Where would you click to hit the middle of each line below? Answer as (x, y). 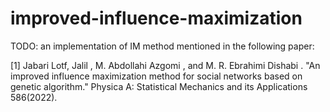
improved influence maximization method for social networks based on (156, 76)
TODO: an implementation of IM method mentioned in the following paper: (162, 46)
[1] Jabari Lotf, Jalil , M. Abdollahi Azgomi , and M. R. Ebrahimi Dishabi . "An (165, 65)
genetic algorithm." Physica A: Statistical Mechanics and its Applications (159, 86)
